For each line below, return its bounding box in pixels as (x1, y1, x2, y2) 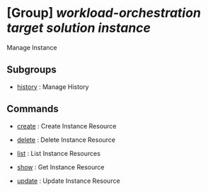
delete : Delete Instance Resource (16, 136, 116, 144)
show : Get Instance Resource (16, 162, 105, 171)
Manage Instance (6, 43, 57, 52)
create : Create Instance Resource (16, 121, 117, 130)
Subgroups (6, 64, 57, 76)
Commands (6, 103, 59, 115)
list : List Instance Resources (16, 149, 100, 157)
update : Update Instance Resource (16, 176, 121, 185)
